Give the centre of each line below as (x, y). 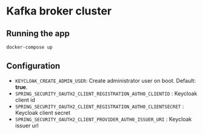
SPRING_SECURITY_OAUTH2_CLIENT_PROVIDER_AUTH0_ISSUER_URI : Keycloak (103, 119)
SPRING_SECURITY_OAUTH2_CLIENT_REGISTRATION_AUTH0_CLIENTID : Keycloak (106, 93)
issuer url (27, 126)
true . (21, 87)
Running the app (38, 33)
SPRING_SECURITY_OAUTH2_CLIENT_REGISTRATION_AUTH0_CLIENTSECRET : (99, 106)
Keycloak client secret (43, 112)
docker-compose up (29, 47)
